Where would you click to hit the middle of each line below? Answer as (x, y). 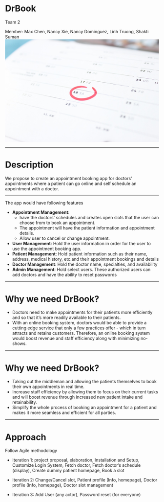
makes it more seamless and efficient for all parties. (64, 413)
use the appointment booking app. (47, 249)
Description (29, 165)
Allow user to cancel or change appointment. (64, 238)
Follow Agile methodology (31, 451)
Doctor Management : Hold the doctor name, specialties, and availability (85, 264)
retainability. (24, 402)
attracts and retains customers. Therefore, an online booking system (81, 333)
